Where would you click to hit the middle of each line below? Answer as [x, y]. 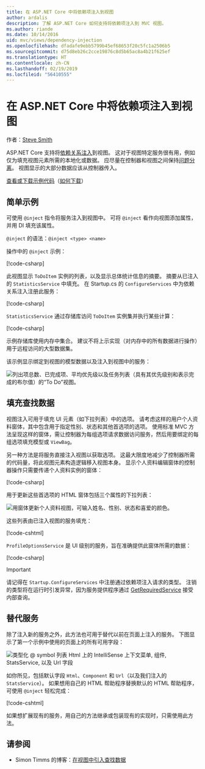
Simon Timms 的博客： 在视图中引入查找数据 [70, 760]
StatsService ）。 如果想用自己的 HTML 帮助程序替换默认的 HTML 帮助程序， [102, 683]
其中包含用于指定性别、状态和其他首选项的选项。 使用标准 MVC [107, 426]
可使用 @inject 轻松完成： [39, 690]
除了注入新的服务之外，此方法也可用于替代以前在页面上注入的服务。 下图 [98, 634]
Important [19, 569]
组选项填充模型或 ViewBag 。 [41, 442]
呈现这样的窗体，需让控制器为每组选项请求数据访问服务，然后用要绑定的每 [105, 434]
